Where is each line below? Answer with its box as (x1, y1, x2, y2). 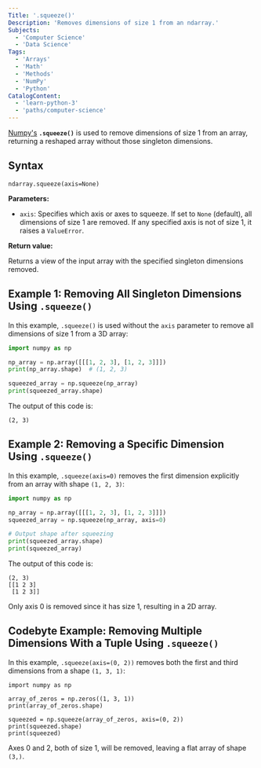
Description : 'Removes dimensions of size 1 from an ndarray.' (8, 19, 219, 27)
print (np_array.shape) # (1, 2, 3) (8, 366, 128, 373)
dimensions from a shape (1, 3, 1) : (8, 666, 125, 675)
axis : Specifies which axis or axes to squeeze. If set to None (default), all (19, 209, 252, 219)
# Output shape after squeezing (8, 530, 114, 538)
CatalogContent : (8, 92, 61, 100)
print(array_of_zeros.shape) (8, 701, 103, 710)
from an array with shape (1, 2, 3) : (8, 479, 125, 488)
